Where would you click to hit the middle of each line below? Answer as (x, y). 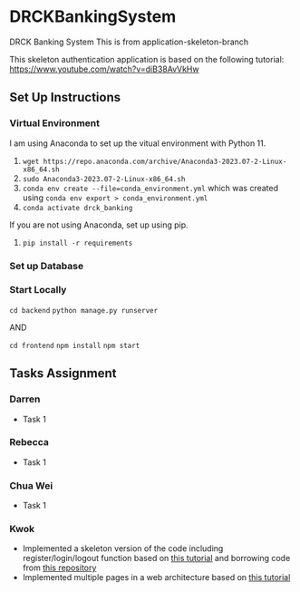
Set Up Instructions (65, 97)
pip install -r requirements (77, 243)
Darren (25, 399)
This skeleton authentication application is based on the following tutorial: (147, 59)
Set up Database (47, 266)
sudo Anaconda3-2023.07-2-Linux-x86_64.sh (104, 179)
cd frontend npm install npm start (75, 345)
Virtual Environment (55, 123)
